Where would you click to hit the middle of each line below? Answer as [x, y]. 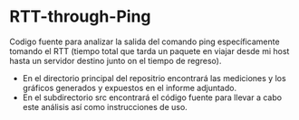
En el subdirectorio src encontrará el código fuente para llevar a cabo [152, 97]
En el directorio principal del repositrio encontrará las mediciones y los [154, 78]
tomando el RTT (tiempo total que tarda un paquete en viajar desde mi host [149, 51]
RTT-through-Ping [80, 17]
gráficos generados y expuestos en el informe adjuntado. [130, 88]
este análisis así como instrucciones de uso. [105, 106]
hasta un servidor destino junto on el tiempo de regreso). [116, 60]
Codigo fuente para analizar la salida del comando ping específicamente [145, 42]
